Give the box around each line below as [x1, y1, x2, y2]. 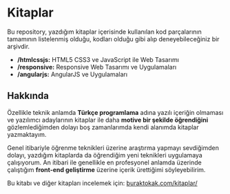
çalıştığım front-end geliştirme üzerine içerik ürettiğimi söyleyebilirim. [7, 165, 206, 173]
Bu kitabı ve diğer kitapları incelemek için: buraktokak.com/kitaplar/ [7, 179, 198, 187]
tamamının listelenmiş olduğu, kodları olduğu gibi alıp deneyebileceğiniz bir [7, 34, 220, 43]
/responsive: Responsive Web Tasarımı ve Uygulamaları [17, 63, 177, 71]
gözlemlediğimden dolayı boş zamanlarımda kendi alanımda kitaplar [7, 122, 199, 131]
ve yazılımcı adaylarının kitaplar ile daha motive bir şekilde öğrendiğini [7, 116, 209, 124]
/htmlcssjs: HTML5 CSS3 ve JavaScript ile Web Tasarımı [17, 55, 179, 63]
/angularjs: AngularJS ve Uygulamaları [17, 70, 128, 78]
